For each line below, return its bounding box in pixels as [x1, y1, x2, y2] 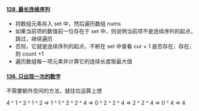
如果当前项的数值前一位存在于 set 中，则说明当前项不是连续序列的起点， [15, 28, 196, 35]
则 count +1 [15, 50, 44, 57]
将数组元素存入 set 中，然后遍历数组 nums [15, 20, 121, 27]
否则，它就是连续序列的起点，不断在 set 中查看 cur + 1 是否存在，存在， [15, 43, 195, 50]
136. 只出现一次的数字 [6, 72, 61, 80]
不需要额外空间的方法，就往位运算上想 [6, 87, 102, 95]
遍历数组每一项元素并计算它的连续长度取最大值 [15, 58, 132, 65]
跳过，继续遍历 [15, 35, 53, 42]
